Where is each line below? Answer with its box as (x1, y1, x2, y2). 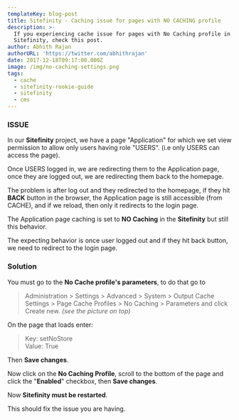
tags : (7, 70, 23, 77)
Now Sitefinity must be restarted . (7, 390, 108, 399)
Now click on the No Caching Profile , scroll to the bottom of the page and (7, 369, 224, 377)
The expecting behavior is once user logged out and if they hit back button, (7, 236, 228, 245)
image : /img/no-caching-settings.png (7, 63, 119, 70)
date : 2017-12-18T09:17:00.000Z (7, 57, 103, 64)
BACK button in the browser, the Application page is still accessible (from (7, 193, 223, 203)
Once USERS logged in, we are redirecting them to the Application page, (7, 165, 219, 173)
